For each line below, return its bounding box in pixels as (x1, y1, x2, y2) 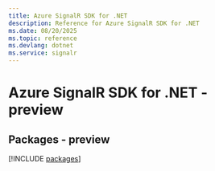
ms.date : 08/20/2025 (8, 26, 78, 35)
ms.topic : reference (8, 34, 78, 43)
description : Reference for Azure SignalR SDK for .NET (8, 19, 200, 27)
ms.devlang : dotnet (8, 42, 74, 50)
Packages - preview (8, 132, 110, 146)
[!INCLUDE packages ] (8, 154, 81, 163)
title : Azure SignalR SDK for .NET (8, 11, 128, 20)
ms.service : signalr (8, 49, 78, 57)
